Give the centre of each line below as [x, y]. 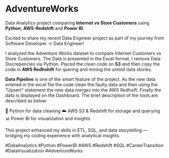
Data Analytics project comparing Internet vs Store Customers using [77, 23]
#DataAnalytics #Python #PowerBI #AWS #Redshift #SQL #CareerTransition [85, 145]
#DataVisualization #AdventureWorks [44, 150]
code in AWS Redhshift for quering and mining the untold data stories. [79, 69]
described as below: [27, 101]
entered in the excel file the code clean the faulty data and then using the [81, 85]
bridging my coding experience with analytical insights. [63, 135]
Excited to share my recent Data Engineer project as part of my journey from [85, 38]
